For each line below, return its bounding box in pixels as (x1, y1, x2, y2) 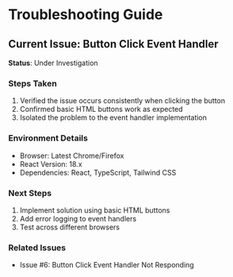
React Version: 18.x (19, 159, 82, 168)
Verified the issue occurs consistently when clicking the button (19, 96, 226, 106)
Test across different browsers (19, 222, 120, 232)
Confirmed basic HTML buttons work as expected (19, 105, 184, 114)
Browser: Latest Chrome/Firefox (19, 151, 124, 160)
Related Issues (8, 242, 66, 253)
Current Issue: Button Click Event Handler (8, 37, 220, 51)
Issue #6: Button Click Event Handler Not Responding (19, 260, 194, 270)
